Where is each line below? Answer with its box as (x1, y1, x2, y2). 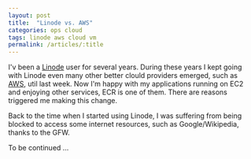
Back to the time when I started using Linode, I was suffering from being (8, 111, 242, 120)
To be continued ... (8, 143, 69, 153)
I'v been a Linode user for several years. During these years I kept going (8, 62, 242, 72)
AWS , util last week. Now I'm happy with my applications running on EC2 (8, 79, 244, 89)
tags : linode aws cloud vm (8, 33, 97, 42)
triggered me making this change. (8, 96, 118, 105)
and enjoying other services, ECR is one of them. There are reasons (8, 87, 228, 97)
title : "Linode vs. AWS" (8, 19, 93, 27)
